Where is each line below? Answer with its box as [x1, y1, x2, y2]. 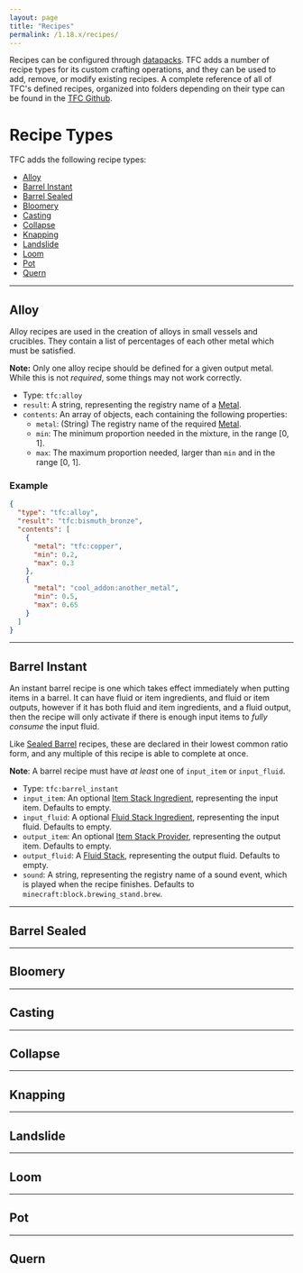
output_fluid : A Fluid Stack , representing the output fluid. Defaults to [22, 850, 280, 861]
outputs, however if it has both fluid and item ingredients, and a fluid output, [9, 702, 291, 713]
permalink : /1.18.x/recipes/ [9, 30, 119, 39]
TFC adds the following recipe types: [9, 154, 147, 165]
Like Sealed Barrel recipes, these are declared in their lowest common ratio [9, 738, 289, 749]
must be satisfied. [9, 345, 77, 356]
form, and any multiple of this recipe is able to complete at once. [9, 748, 249, 759]
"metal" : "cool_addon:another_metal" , [32, 583, 179, 593]
